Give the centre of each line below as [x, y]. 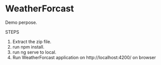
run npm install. [28, 47]
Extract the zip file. [32, 41]
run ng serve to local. [34, 52]
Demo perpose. [21, 22]
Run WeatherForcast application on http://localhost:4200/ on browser [84, 57]
